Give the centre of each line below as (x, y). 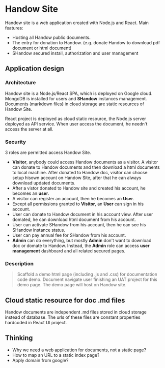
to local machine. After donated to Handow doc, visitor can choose (80, 172)
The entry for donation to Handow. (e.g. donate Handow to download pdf (86, 42)
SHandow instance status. (39, 230)
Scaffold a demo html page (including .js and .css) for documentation (87, 275)
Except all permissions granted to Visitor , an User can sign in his (78, 204)
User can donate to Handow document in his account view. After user (82, 214)
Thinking (19, 338)
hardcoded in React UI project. (36, 323)
